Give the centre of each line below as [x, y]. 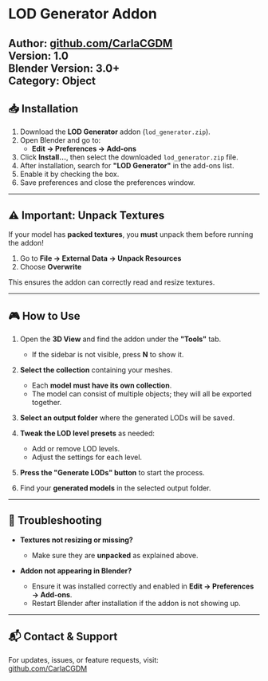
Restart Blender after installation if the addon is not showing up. [136, 603]
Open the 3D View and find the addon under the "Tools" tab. [120, 339]
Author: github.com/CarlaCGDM [91, 43]
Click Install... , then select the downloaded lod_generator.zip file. [129, 157]
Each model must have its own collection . [102, 386]
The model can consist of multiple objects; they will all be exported [142, 394]
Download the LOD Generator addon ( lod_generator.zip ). [115, 132]
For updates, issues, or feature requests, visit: [84, 659]
